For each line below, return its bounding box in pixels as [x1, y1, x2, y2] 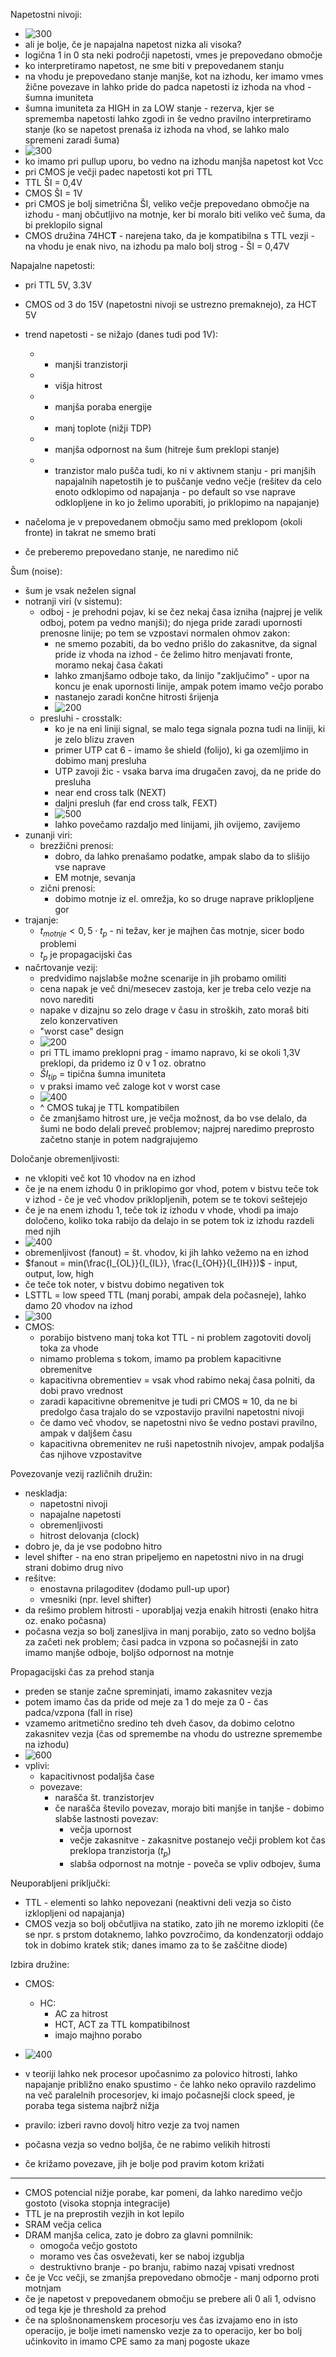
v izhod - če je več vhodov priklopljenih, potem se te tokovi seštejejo [24, 1194, 308, 1206]
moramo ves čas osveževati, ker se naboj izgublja [39, 2250, 245, 2263]
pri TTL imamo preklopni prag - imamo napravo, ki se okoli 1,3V [39, 1046, 301, 1058]
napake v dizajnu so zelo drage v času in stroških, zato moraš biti [39, 1004, 310, 1016]
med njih [24, 1225, 62, 1238]
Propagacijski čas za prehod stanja [10, 1666, 155, 1678]
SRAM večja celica [24, 2219, 102, 2231]
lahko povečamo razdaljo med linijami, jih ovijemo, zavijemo [54, 819, 301, 830]
